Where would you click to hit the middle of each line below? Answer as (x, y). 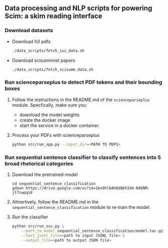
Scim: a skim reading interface (54, 16)
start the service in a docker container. (60, 125)
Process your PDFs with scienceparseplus (56, 135)
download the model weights (50, 115)
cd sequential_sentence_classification (54, 184)
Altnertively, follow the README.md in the (55, 202)
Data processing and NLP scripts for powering (78, 8)
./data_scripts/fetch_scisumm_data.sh (53, 69)
